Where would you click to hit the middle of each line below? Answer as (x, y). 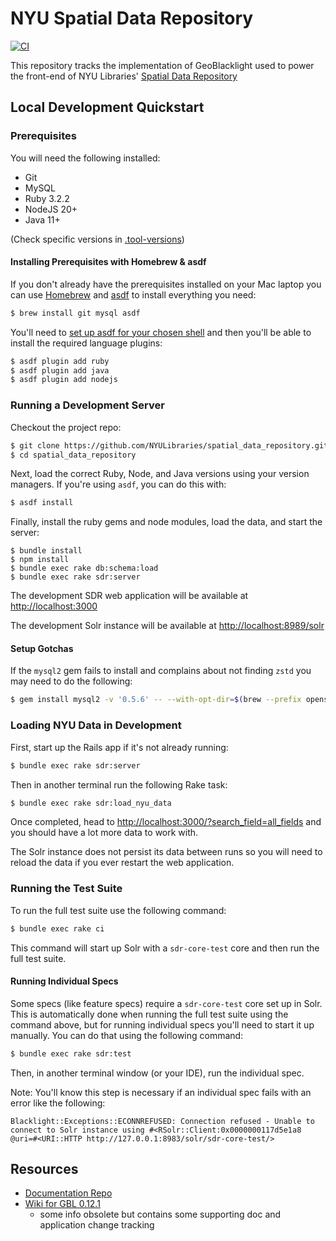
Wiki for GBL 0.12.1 (62, 1204)
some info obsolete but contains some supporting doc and (160, 1214)
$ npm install (40, 560)
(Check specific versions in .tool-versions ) (97, 239)
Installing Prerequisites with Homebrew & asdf (108, 262)
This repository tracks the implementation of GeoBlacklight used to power (162, 65)
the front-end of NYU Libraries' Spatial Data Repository (124, 76)
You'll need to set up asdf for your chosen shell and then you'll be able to (161, 332)
